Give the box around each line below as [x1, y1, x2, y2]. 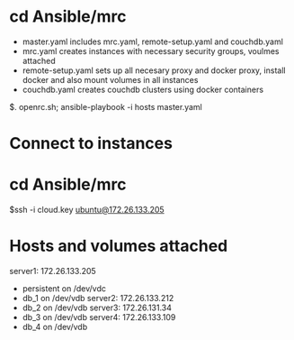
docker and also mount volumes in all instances [22, 74, 199, 85]
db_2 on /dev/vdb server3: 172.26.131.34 [22, 302, 173, 313]
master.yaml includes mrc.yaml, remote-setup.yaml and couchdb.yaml [22, 36, 283, 47]
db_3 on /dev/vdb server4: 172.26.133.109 [22, 312, 176, 322]
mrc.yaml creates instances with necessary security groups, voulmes [22, 45, 280, 56]
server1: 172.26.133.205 [9, 266, 96, 276]
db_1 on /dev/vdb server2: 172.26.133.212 [22, 293, 174, 303]
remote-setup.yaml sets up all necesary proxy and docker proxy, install [22, 65, 286, 76]
